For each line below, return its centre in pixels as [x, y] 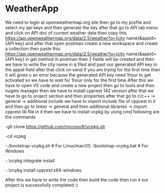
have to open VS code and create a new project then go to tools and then [80, 85]
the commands [20, 117]
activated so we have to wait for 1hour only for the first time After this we [79, 80]
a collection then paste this [33, 48]
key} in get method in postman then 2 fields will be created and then [85, 59]
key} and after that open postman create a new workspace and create [86, 43]
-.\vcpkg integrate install [30, 160]
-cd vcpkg [16, 136]
